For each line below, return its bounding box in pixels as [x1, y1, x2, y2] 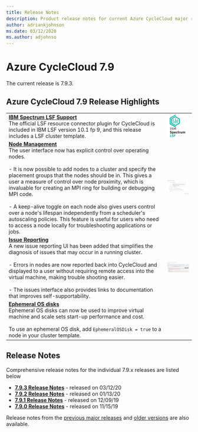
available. [6, 420, 29, 427]
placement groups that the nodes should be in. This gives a [8, 171, 152, 179]
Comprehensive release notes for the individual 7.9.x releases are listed [6, 366, 179, 373]
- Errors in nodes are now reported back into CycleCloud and [8, 261, 157, 268]
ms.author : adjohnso [6, 34, 57, 41]
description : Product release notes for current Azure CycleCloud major [6, 15, 189, 22]
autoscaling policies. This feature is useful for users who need [8, 215, 159, 222]
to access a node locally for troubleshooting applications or [8, 221, 153, 229]
